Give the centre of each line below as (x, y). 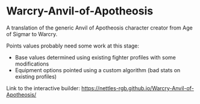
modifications (32, 64)
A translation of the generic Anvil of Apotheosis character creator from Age (99, 28)
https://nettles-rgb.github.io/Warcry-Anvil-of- (138, 88)
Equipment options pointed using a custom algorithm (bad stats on (98, 70)
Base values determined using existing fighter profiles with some (95, 57)
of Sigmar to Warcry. (32, 34)
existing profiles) (36, 76)
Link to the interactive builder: (43, 88)
